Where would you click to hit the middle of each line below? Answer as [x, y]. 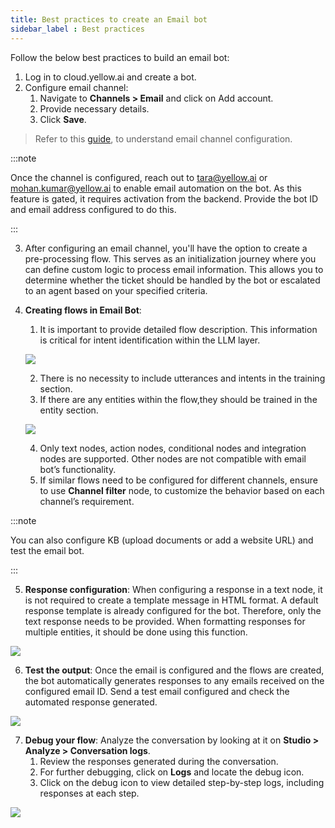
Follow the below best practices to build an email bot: [120, 57]
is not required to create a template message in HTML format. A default [171, 600]
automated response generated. [91, 702]
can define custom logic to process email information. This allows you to [174, 269]
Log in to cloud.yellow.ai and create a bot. [110, 77]
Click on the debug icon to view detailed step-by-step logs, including [182, 782]
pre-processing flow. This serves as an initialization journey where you [170, 258]
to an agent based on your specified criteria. [116, 290]
